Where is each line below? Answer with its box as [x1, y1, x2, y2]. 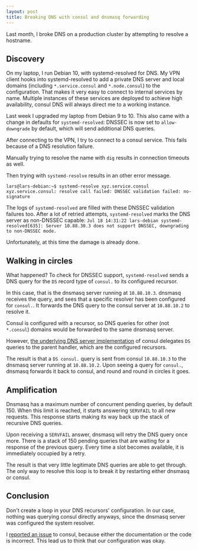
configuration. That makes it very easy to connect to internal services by [6, 88, 183, 95]
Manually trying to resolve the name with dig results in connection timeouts [6, 155, 190, 162]
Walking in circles [6, 256, 73, 266]
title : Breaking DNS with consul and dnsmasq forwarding [6, 14, 150, 20]
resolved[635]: [6, 223, 44, 229]
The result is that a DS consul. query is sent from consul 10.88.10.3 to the [6, 355, 186, 362]
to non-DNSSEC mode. [6, 229, 57, 234]
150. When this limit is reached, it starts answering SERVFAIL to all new [6, 407, 176, 414]
